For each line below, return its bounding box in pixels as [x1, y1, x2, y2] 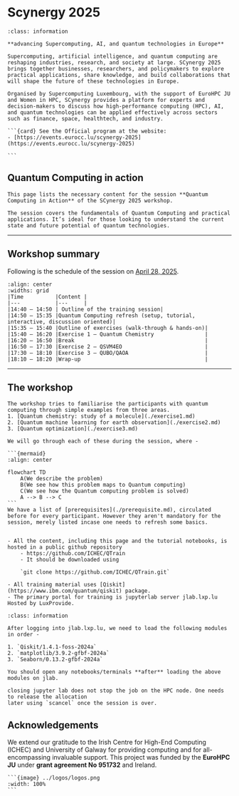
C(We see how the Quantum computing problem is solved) [20, 487, 190, 495]
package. [124, 587, 152, 595]
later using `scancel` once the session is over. [7, 700, 158, 707]
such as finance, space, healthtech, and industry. [7, 115, 164, 122]
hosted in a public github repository [7, 544, 122, 551]
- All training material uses [7, 582, 97, 589]
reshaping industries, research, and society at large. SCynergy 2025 [7, 58, 221, 66]
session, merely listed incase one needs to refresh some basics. [7, 519, 208, 526]
